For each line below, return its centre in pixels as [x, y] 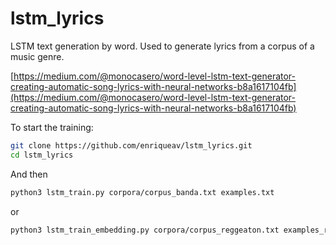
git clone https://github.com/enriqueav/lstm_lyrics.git [131, 145]
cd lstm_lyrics [42, 155]
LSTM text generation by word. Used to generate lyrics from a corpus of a [162, 46]
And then [29, 174]
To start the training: [52, 127]
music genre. [37, 56]
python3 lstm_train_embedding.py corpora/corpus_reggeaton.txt [145, 230]
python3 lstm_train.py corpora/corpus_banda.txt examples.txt [142, 192]
